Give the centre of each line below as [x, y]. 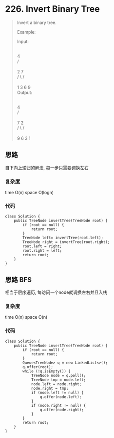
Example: [26, 32]
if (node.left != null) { [57, 393]
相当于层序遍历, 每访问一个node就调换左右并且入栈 [56, 292]
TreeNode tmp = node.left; [58, 380]
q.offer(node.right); [62, 410]
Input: [23, 41]
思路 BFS [18, 280]
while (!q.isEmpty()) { [47, 371]
